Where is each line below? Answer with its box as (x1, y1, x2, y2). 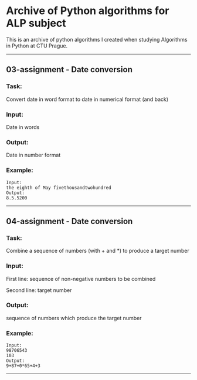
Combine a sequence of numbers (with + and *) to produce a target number (6, 247, 189, 255)
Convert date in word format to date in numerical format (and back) (6, 96, 169, 103)
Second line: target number (6, 286, 72, 294)
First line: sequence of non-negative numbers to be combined (6, 275, 156, 282)
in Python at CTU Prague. (6, 42, 68, 49)
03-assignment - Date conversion (6, 65, 133, 74)
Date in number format (6, 151, 61, 159)
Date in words (6, 123, 40, 130)
